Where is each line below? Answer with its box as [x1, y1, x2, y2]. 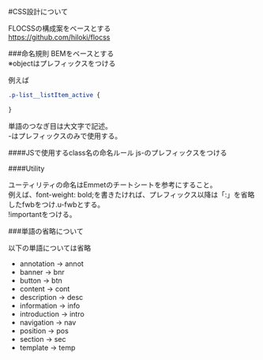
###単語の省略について [8, 226, 85, 235]
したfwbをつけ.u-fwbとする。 [8, 200, 105, 209]
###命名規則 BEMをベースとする [8, 49, 115, 58]
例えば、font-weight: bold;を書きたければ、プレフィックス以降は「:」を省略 [8, 189, 255, 199]
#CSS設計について [8, 7, 69, 16]
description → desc [19, 292, 84, 302]
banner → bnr [19, 267, 65, 276]
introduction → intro [19, 309, 85, 318]
